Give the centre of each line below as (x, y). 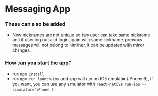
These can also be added (35, 24)
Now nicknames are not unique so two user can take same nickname (81, 35)
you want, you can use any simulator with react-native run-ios (76, 84)
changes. (21, 50)
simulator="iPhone (31, 89)
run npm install (28, 74)
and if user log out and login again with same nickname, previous (77, 40)
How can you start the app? (38, 63)
